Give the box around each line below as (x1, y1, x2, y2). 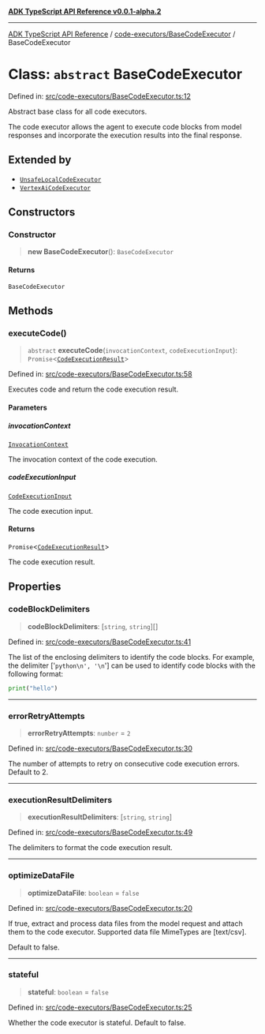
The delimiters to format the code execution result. (8, 843, 174, 852)
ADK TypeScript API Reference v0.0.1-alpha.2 (8, 7, 162, 16)
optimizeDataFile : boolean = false (27, 888, 140, 897)
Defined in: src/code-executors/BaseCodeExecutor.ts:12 (8, 91, 192, 101)
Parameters (8, 403, 47, 412)
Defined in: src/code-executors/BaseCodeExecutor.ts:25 (8, 1002, 192, 1012)
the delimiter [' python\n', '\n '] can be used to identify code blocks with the (8, 661, 256, 670)
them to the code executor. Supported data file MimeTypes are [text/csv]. (8, 927, 247, 936)
